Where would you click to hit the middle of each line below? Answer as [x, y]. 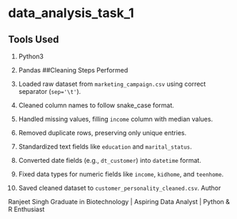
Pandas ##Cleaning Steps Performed [73, 70]
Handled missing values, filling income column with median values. [116, 119]
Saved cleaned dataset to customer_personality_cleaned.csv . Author [120, 188]
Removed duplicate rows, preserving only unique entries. [102, 133]
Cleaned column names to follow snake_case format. [96, 105]
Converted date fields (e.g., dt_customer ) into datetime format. [110, 160]
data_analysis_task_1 [71, 13]
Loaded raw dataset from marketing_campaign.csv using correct [112, 84]
